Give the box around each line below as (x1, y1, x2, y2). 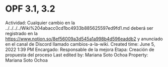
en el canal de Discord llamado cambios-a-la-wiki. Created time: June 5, (5, 41, 155, 47)
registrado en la (5, 30, 38, 36)
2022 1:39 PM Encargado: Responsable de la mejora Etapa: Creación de (5, 46, 154, 52)
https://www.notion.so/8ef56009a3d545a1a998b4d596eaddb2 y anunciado (5, 36, 163, 42)
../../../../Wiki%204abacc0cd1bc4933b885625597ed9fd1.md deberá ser (5, 25, 153, 31)
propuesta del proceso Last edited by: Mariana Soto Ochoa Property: (5, 51, 148, 58)
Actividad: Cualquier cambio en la (5, 20, 75, 26)
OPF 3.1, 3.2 (5, 3, 55, 15)
